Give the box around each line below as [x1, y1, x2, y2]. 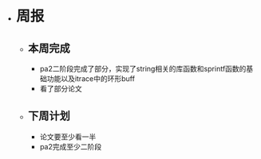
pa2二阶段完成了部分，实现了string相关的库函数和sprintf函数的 [39, 64, 247, 73]
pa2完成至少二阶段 [39, 142, 102, 151]
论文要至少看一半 [39, 132, 97, 142]
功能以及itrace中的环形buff [46, 74, 136, 83]
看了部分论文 [39, 84, 82, 93]
